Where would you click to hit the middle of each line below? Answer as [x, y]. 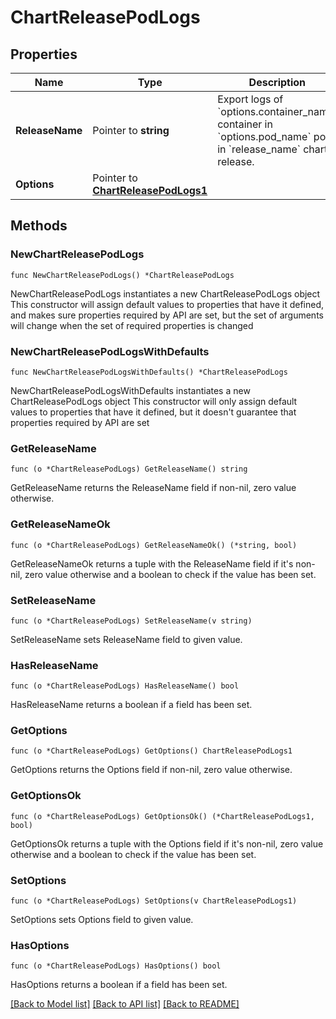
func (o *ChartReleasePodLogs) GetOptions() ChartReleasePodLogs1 [151, 751]
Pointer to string [131, 130]
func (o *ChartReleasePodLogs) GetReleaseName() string [129, 469]
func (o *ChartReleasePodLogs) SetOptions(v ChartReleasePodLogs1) [154, 901]
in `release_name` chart [272, 149]
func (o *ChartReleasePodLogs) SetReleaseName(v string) [131, 621]
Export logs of [250, 99]
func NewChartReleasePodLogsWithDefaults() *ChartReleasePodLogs [149, 372]
